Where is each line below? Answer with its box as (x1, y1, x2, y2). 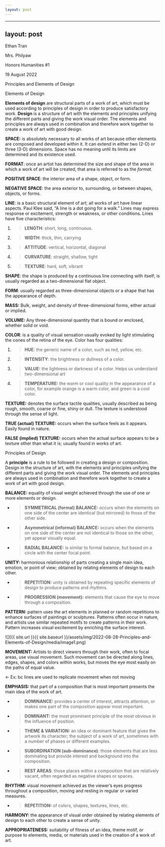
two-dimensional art (24, 371, 65, 377)
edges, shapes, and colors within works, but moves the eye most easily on (5, 660, 156, 665)
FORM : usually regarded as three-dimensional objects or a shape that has (5, 288, 155, 294)
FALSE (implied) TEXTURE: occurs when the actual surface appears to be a (5, 435, 159, 441)
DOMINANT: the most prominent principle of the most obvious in (24, 713, 156, 719)
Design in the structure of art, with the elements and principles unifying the (5, 465, 157, 471)
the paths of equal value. (5, 665, 55, 670)
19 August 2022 (5, 72, 37, 78)
